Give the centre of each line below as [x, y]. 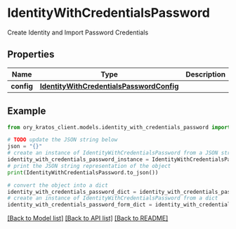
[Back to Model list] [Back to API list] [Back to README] [88, 218]
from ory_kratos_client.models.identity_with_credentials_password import [119, 127]
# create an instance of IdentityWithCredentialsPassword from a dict [113, 198]
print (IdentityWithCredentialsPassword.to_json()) [83, 172]
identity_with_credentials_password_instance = [78, 159]
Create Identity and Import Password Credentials [78, 32]
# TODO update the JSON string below [63, 140]
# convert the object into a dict [58, 185]
